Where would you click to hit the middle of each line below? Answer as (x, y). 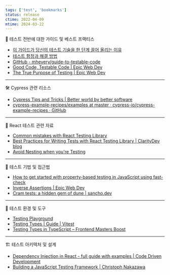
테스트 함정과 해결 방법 (35, 56)
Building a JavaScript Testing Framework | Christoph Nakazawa (79, 267)
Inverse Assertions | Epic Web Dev (49, 188)
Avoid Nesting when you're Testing (49, 152)
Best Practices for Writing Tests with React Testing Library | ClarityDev (86, 141)
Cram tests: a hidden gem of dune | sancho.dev (62, 193)
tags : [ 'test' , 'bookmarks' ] (36, 10)
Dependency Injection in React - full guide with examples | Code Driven (87, 256)
